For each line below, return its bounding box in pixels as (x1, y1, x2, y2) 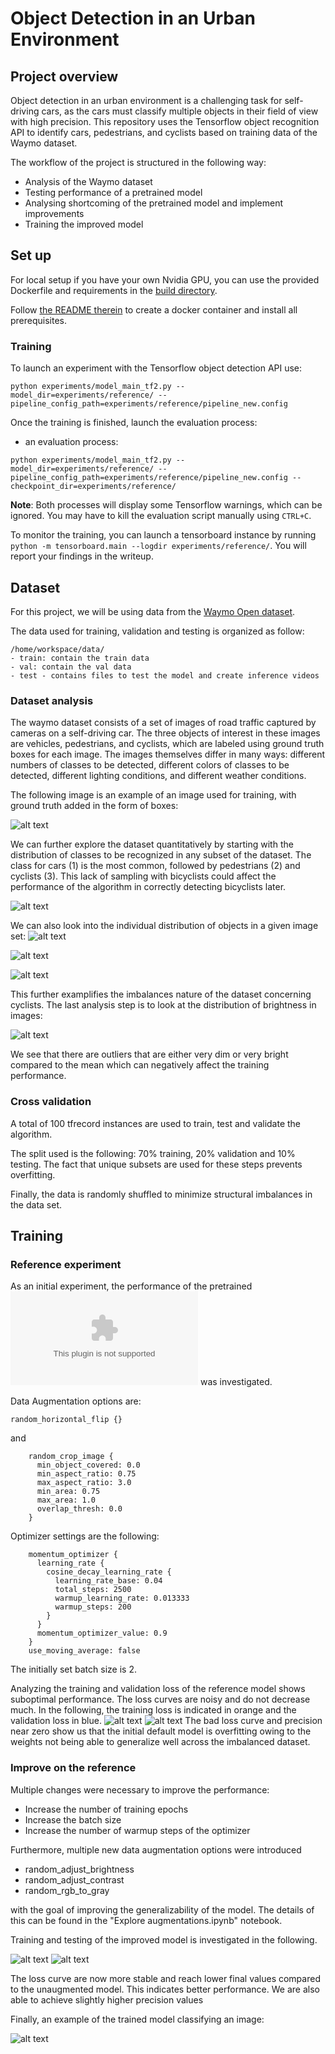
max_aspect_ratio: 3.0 (36, 1478, 132, 1488)
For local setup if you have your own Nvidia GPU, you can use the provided (10, 273, 320, 286)
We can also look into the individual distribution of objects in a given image (10, 920, 319, 932)
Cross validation (10, 1095, 92, 1109)
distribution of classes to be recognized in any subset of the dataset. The (10, 849, 312, 861)
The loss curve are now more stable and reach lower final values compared (10, 1972, 321, 1984)
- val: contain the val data (10, 662, 132, 672)
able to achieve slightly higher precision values (10, 1993, 204, 2006)
